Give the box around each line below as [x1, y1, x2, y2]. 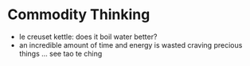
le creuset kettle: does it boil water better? [18, 32, 158, 41]
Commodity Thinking [7, 6, 150, 24]
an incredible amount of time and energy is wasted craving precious [18, 40, 243, 49]
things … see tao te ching [18, 49, 103, 58]
